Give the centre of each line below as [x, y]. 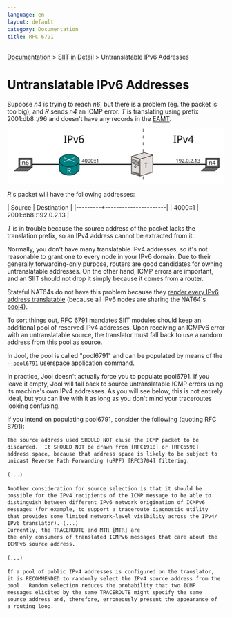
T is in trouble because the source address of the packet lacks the [101, 229]
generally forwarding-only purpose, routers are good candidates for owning [115, 264]
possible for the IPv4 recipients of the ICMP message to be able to [109, 496]
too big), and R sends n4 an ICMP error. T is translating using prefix [103, 111]
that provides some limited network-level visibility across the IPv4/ [112, 517]
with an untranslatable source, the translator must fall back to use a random [115, 335]
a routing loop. [30, 607]
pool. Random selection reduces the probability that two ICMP [101, 586]
